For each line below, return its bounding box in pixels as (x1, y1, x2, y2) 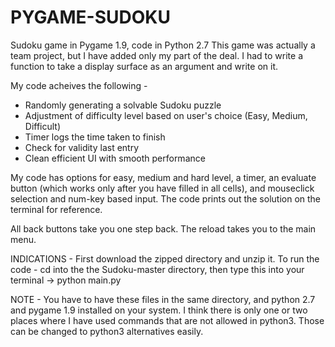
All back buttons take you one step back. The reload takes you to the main (10, 222, 317, 235)
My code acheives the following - (10, 79, 148, 91)
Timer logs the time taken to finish (24, 131, 166, 143)
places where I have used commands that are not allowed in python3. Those (10, 314, 325, 326)
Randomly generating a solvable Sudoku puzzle (24, 99, 222, 111)
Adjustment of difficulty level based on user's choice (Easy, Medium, (24, 109, 308, 121)
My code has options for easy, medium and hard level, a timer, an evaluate (10, 171, 317, 183)
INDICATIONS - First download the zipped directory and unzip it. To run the (10, 252, 320, 265)
